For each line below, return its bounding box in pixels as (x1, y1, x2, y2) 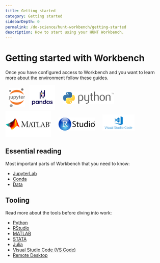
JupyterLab (12, 170, 37, 176)
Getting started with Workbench (5, 53, 145, 64)
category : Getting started (5, 13, 63, 19)
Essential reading (5, 147, 62, 156)
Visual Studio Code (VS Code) (12, 247, 76, 253)
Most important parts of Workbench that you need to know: (5, 160, 130, 166)
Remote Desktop (12, 252, 48, 258)
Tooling (5, 196, 30, 205)
